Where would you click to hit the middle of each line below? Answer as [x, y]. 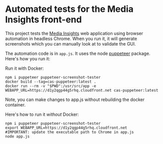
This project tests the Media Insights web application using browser [74, 33]
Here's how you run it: [28, 58]
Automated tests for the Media [69, 9]
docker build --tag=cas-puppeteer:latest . [51, 82]
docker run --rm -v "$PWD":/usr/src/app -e [51, 86]
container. [15, 104]
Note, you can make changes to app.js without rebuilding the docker [75, 99]
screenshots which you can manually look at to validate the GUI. [71, 44]
